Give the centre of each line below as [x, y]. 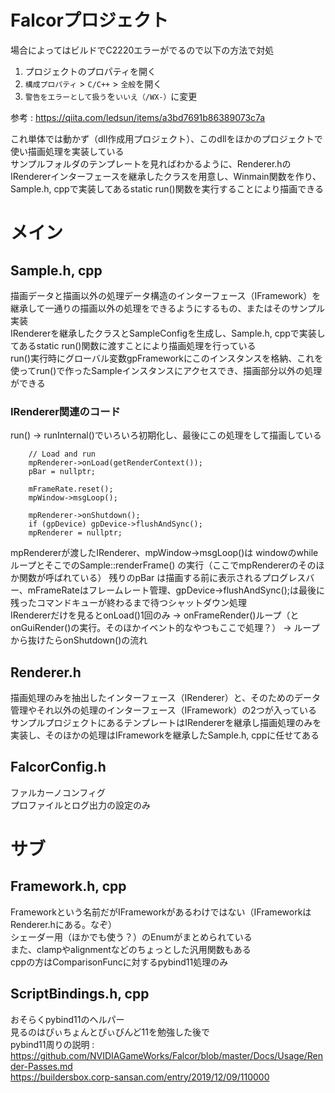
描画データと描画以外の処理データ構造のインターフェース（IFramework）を [166, 295]
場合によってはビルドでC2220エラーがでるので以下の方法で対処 [142, 50]
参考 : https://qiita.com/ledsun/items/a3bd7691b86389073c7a [138, 117]
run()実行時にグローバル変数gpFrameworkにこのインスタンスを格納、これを [167, 358]
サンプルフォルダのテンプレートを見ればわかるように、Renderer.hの [151, 163]
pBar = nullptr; [62, 472]
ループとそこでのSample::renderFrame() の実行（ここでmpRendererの [154, 565]
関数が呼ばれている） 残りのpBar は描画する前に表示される [140, 578]
